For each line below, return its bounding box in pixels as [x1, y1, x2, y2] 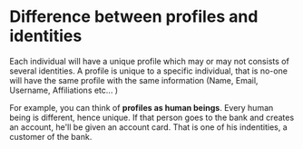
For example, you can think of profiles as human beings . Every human [9, 102, 274, 113]
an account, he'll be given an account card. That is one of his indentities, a [9, 121, 288, 133]
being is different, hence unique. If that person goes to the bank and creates [9, 112, 295, 123]
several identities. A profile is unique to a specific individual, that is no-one [9, 65, 288, 76]
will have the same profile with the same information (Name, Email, [9, 74, 259, 85]
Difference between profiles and [9, 6, 259, 27]
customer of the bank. [9, 131, 93, 142]
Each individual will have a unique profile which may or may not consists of [9, 55, 290, 66]
